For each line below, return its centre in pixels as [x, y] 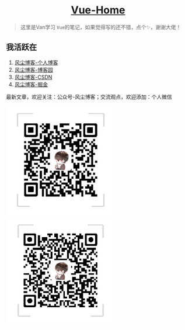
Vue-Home [98, 10]
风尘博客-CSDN [33, 77]
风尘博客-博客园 [34, 70]
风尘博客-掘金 [31, 84]
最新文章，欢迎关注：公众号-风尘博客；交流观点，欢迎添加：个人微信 [89, 96]
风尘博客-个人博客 [36, 62]
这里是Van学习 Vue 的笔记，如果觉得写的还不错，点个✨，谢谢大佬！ [101, 27]
